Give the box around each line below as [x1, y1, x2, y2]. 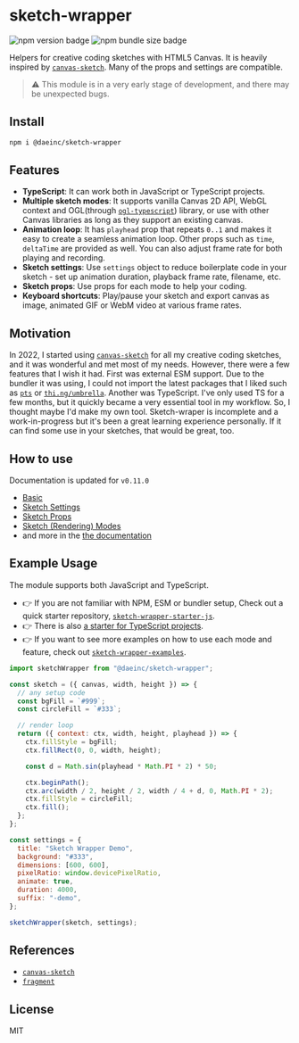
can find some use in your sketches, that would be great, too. [9, 426, 235, 436]
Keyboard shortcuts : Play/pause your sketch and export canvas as [21, 291, 270, 302]
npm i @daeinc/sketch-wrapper [9, 137, 122, 147]
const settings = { [9, 835, 82, 844]
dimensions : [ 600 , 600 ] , [17, 860, 110, 870]
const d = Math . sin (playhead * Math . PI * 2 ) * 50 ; [25, 762, 218, 771]
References [9, 943, 75, 958]
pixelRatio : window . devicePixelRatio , [17, 869, 162, 878]
